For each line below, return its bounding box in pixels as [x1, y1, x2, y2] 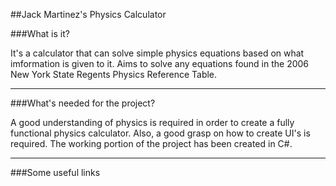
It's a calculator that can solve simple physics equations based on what [10, 47, 305, 59]
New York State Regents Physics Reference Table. [10, 69, 218, 80]
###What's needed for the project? [10, 97, 156, 109]
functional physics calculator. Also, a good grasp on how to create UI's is [10, 127, 311, 139]
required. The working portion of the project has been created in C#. [10, 138, 293, 149]
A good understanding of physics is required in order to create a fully [10, 117, 295, 128]
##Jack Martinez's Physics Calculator [10, 9, 167, 20]
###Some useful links [10, 167, 101, 178]
